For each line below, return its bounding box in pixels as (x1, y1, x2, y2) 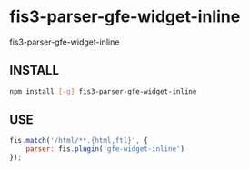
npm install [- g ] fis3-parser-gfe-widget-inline (9, 86, 197, 96)
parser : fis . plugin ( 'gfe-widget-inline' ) (25, 145, 184, 154)
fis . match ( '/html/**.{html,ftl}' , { (9, 136, 148, 145)
